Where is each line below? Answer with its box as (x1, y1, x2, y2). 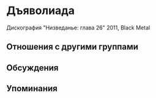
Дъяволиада (6, 4, 75, 18)
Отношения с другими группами (6, 42, 139, 52)
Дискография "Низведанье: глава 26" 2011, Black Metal (6, 24, 150, 31)
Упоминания (6, 83, 58, 94)
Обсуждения (6, 62, 59, 73)
